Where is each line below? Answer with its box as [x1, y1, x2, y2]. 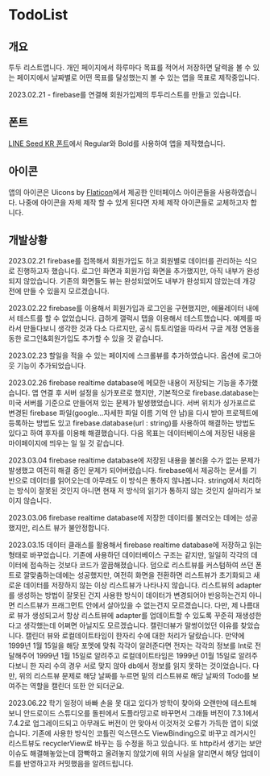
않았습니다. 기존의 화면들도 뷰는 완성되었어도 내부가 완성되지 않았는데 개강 [23, 276, 256, 286]
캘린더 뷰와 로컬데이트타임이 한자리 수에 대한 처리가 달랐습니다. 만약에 [25, 631, 245, 641]
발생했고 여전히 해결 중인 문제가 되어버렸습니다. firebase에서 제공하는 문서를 [8, 466, 248, 475]
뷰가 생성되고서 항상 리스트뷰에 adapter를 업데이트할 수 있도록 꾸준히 [16, 611, 234, 620]
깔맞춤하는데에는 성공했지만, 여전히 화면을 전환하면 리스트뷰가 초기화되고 [23, 571, 252, 580]
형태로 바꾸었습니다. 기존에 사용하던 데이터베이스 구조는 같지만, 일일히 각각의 [8, 550, 250, 560]
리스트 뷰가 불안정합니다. [31, 523, 110, 533]
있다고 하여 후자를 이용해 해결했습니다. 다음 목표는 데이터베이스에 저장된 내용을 [8, 429, 256, 438]
